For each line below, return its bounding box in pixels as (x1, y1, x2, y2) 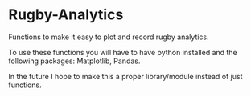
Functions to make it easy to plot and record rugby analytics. (8, 32, 209, 42)
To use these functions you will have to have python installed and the (8, 47, 237, 57)
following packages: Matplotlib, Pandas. (8, 56, 141, 66)
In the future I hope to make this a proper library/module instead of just (8, 71, 243, 81)
